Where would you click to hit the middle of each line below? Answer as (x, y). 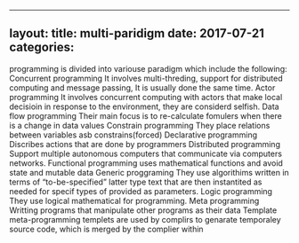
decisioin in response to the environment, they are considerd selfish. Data (144, 106)
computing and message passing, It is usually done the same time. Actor (142, 87)
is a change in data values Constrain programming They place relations (140, 125)
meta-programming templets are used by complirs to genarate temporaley (145, 219)
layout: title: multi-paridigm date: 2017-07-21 (137, 33)
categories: (42, 47)
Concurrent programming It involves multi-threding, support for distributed (146, 78)
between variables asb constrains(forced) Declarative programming (133, 135)
